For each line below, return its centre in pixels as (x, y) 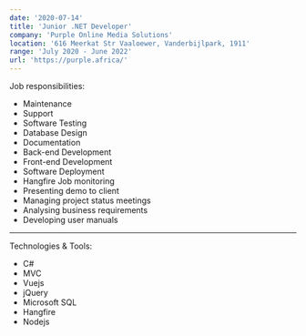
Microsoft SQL (50, 302)
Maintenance (47, 104)
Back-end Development (67, 152)
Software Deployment (63, 171)
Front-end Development (67, 162)
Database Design (55, 132)
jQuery (35, 293)
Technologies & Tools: (51, 246)
